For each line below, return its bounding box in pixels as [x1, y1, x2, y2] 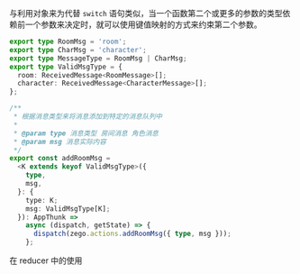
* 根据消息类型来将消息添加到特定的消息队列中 [13, 112, 163, 121]
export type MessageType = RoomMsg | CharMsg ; [9, 53, 187, 63]
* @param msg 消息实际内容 [13, 137, 106, 146]
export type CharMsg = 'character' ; [9, 45, 147, 54]
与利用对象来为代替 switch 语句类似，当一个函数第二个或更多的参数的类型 [9, 8, 283, 18]
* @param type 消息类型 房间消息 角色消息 [13, 129, 159, 138]
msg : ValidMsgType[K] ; [25, 204, 111, 214]
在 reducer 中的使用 [9, 255, 83, 266]
